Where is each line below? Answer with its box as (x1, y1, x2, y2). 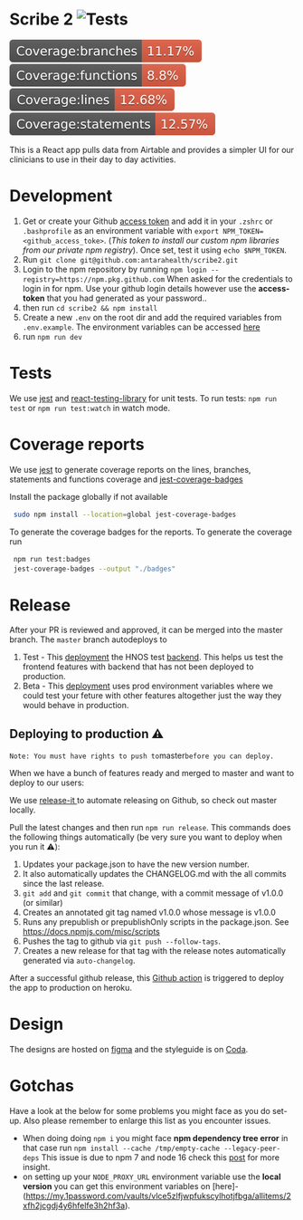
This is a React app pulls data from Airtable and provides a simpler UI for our (9, 144, 295, 155)
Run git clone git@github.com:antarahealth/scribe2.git (22, 254, 239, 264)
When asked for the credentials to (166, 273, 293, 284)
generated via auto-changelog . (22, 956, 136, 966)
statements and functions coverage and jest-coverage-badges (9, 474, 243, 485)
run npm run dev (22, 331, 83, 341)
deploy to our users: (9, 777, 84, 788)
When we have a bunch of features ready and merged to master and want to (9, 768, 295, 779)
